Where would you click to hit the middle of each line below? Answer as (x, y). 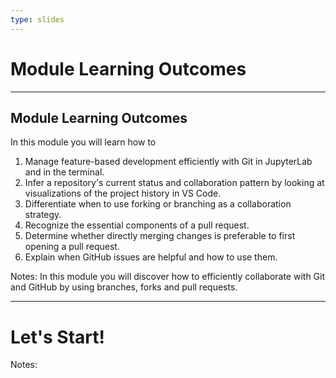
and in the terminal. (64, 172)
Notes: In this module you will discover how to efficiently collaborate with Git (168, 277)
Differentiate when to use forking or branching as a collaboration (158, 204)
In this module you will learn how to (83, 142)
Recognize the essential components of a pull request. (137, 225)
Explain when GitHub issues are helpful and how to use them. (151, 257)
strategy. (43, 215)
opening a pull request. (72, 247)
